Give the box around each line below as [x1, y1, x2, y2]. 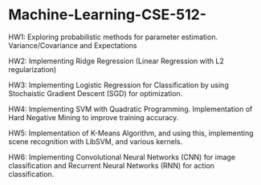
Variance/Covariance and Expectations [8, 40, 137, 50]
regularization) [8, 64, 57, 74]
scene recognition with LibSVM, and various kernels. [8, 136, 183, 146]
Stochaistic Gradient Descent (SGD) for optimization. [8, 88, 183, 98]
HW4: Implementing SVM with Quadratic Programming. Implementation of [8, 104, 253, 114]
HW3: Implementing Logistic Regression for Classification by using [8, 80, 229, 90]
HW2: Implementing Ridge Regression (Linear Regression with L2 [8, 56, 225, 66]
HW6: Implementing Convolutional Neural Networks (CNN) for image [8, 152, 235, 162]
